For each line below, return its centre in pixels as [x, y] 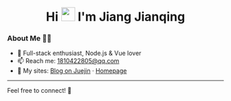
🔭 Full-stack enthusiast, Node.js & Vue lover [79, 53]
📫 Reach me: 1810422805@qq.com [68, 61]
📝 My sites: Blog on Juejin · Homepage [72, 71]
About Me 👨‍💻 [29, 38]
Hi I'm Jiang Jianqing [115, 17]
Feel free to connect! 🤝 [40, 91]
